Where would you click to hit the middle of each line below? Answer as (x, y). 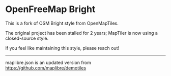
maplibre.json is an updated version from (48, 62)
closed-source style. (27, 38)
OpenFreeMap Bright (50, 9)
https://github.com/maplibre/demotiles (46, 68)
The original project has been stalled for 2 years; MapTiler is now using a (81, 33)
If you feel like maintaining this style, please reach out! (62, 48)
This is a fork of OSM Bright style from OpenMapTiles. (62, 23)
